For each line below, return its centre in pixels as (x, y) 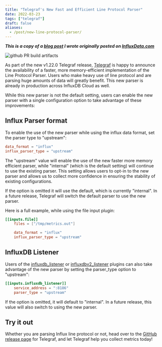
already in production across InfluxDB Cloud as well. (58, 86)
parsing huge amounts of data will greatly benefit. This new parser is (74, 80)
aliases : (14, 28)
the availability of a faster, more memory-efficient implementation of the (77, 70)
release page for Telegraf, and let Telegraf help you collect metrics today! (79, 339)
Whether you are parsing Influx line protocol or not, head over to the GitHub (81, 334)
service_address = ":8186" (41, 288)
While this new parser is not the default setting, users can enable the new (79, 95)
